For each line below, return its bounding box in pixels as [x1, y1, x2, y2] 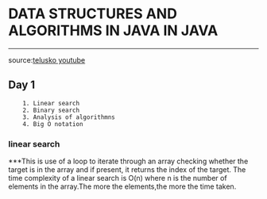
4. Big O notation [22, 120, 83, 128]
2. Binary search [22, 106, 80, 114]
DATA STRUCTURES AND [8, 5, 177, 23]
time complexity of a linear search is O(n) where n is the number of [8, 174, 228, 183]
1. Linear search [22, 99, 80, 107]
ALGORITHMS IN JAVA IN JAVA [8, 21, 219, 40]
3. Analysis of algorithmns [22, 113, 115, 121]
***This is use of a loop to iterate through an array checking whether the [8, 156, 249, 166]
